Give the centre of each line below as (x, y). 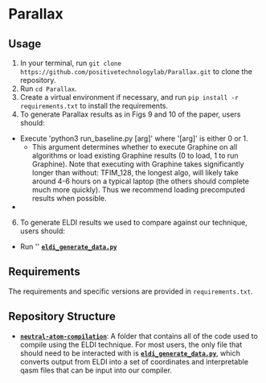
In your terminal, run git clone (71, 63)
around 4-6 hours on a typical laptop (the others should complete (140, 181)
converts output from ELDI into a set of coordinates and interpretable (134, 361)
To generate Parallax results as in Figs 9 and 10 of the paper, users (130, 114)
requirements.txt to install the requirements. (94, 106)
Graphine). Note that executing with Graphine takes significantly (138, 164)
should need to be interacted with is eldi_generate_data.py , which (130, 353)
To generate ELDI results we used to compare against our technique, (133, 222)
